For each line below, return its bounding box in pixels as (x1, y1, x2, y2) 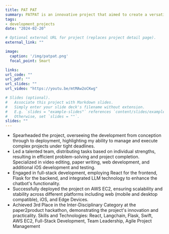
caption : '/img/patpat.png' (10, 53, 69, 58)
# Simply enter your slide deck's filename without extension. (5, 104, 145, 110)
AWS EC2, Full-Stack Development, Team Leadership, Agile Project (12, 218, 152, 224)
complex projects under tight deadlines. (12, 143, 95, 149)
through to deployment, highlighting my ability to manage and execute (12, 138, 158, 144)
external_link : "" (5, 40, 44, 45)
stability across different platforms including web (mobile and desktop (12, 191, 157, 197)
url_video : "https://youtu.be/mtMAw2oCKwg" (5, 86, 98, 91)
